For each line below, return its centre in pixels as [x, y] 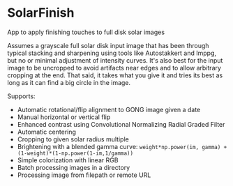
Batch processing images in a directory [74, 167]
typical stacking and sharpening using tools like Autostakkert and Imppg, [112, 53]
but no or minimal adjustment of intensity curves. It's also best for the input [115, 60]
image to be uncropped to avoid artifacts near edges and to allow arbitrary [114, 68]
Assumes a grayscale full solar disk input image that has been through [108, 45]
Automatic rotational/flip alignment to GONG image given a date [109, 109]
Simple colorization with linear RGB [68, 160]
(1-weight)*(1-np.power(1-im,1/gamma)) [75, 153]
